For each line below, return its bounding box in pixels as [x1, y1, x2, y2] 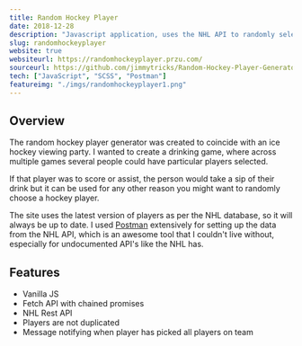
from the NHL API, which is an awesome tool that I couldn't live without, [9, 229, 274, 240]
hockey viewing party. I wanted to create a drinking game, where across [9, 146, 277, 157]
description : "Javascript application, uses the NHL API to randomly [9, 30, 276, 39]
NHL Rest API [22, 307, 73, 319]
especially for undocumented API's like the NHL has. [9, 239, 204, 250]
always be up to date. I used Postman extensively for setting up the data [9, 219, 277, 230]
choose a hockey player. [9, 192, 100, 203]
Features [9, 264, 60, 279]
